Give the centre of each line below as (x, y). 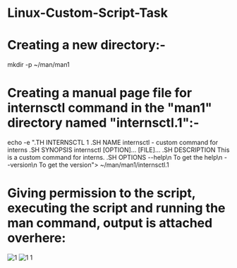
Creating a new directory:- (86, 45)
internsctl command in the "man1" (110, 108)
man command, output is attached (110, 223)
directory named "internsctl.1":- (103, 123)
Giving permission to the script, (102, 193)
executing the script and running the (116, 208)
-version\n (22, 165)
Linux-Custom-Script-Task (87, 13)
